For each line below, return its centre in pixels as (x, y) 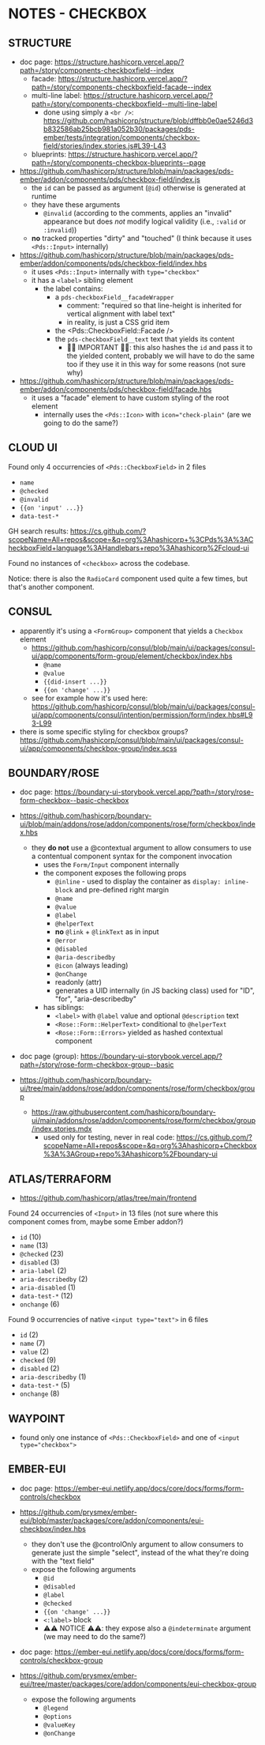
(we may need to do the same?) (95, 1636)
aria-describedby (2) (54, 1279)
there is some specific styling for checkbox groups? (104, 731)
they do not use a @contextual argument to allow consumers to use (142, 848)
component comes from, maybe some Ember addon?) (96, 1222)
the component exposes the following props (115, 873)
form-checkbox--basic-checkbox (74, 801)
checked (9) (38, 1360)
